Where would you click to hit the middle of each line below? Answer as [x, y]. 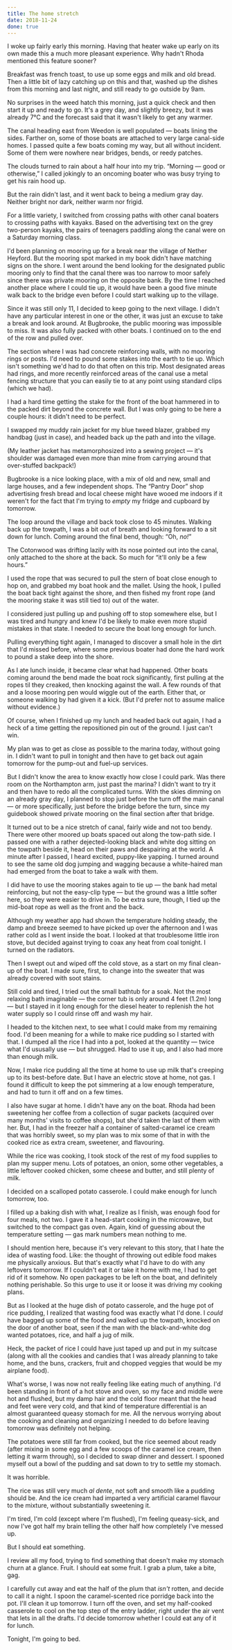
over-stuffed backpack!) [42, 466]
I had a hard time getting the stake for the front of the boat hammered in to [114, 402]
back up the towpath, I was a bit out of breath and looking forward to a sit [112, 529]
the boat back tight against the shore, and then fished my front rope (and [111, 593]
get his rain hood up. [37, 181]
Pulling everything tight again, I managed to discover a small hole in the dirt [114, 642]
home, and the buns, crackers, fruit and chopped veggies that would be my [115, 1363]
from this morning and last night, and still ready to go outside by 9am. [106, 89]
